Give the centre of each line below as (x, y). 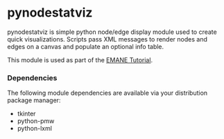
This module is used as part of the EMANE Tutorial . (80, 59)
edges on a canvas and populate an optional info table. (86, 46)
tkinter (26, 114)
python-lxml (34, 129)
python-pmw (36, 121)
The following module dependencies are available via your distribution (107, 93)
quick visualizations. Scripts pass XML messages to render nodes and (107, 39)
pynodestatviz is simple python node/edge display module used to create (112, 32)
